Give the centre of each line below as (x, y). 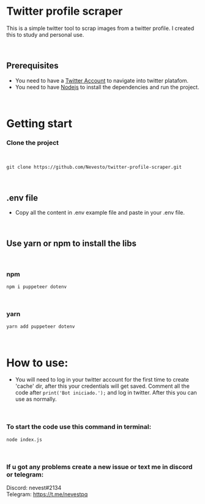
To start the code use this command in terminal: (79, 427)
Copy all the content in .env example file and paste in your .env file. (100, 213)
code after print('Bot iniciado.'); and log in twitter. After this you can (106, 393)
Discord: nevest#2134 (34, 487)
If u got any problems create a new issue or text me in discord (99, 467)
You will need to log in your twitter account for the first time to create (102, 380)
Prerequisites (32, 66)
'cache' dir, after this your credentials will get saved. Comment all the (102, 386)
